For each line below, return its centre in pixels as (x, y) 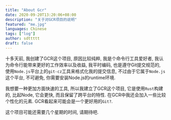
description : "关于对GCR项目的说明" (41, 19)
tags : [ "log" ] (20, 34)
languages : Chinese (26, 29)
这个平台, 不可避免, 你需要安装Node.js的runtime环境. (60, 78)
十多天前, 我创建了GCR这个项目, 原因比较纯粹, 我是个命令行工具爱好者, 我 (82, 58)
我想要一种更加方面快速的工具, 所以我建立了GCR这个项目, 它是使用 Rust (80, 88)
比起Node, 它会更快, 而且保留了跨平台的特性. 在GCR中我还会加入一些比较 (89, 94)
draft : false (19, 43)
